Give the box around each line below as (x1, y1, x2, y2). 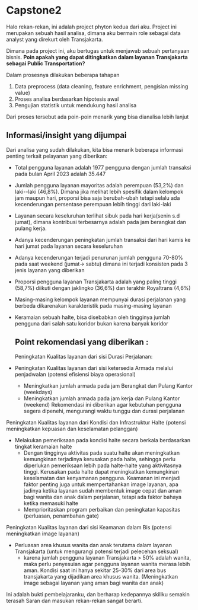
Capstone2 (6, 4, 62, 17)
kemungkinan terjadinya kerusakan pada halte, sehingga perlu (23, 455, 176, 462)
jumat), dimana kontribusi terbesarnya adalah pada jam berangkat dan (14, 218, 187, 225)
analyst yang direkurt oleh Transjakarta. (6, 36, 103, 43)
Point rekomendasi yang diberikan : (14, 337, 149, 347)
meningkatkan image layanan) (6, 530, 80, 537)
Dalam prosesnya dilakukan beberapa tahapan (6, 71, 120, 78)
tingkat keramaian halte (14, 443, 72, 450)
